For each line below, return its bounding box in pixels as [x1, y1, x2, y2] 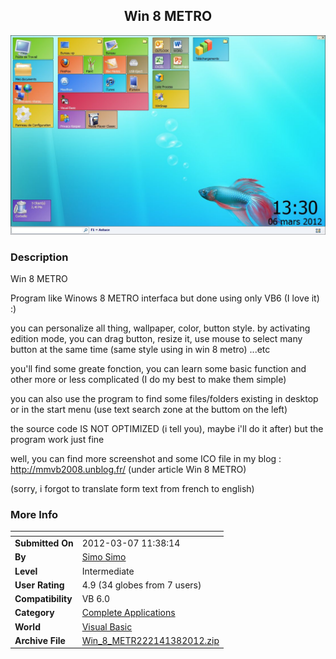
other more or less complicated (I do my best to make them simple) [10, 374, 287, 386]
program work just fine [10, 434, 105, 446]
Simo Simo [81, 551, 127, 563]
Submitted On [14, 537, 74, 549]
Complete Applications [81, 607, 176, 619]
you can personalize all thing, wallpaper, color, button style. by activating [10, 322, 311, 334]
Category [14, 607, 55, 619]
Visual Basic [81, 620, 133, 633]
